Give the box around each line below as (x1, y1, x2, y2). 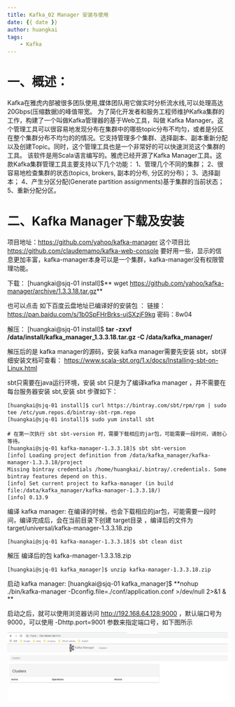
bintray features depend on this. (7, 473, 108, 480)
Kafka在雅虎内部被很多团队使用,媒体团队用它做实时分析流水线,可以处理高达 (7, 99, 224, 107)
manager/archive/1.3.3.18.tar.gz (7, 287, 97, 295)
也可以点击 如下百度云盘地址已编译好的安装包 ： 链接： (7, 301, 166, 310)
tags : (7, 34, 23, 41)
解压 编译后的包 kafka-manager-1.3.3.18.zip (7, 551, 131, 560)
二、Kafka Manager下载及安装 (7, 214, 185, 229)
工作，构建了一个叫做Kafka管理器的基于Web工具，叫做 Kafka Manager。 (7, 116, 218, 125)
